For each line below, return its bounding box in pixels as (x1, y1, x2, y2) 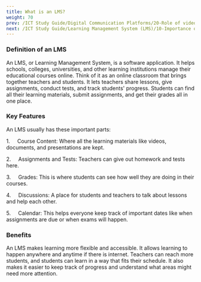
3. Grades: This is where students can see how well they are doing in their (6, 173, 194, 181)
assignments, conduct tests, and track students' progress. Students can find (6, 85, 195, 92)
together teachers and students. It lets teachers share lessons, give (6, 78, 172, 85)
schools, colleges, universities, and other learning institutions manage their (6, 65, 191, 73)
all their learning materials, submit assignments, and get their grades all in (6, 91, 188, 98)
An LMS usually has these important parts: (6, 125, 111, 133)
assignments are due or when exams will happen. (6, 215, 129, 223)
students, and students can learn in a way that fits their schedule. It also (6, 257, 184, 265)
